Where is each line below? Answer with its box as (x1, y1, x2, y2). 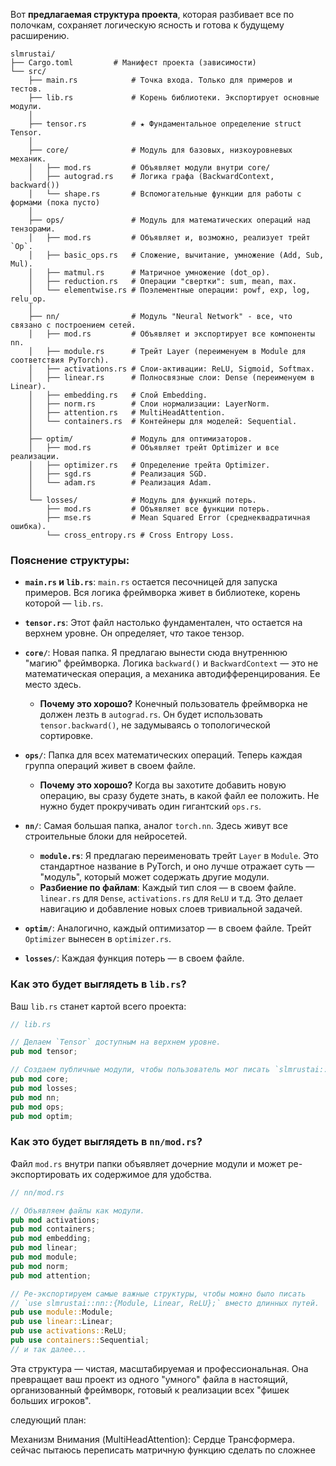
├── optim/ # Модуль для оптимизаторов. (28, 434, 253, 444)
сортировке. (39, 730, 93, 742)
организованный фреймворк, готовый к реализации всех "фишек (10, 1384, 290, 1396)
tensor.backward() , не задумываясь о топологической (39, 719, 271, 731)
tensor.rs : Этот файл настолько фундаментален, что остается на (24, 617, 303, 629)
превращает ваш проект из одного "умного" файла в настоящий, (10, 1373, 288, 1385)
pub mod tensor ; (10, 1047, 78, 1057)
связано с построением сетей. (10, 320, 137, 330)
